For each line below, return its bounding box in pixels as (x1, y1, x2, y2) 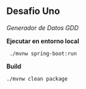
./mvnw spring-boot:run (9, 50, 77, 57)
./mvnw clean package (6, 75, 68, 82)
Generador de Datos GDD (6, 23, 79, 31)
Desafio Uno (6, 5, 61, 17)
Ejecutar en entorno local (6, 37, 80, 45)
